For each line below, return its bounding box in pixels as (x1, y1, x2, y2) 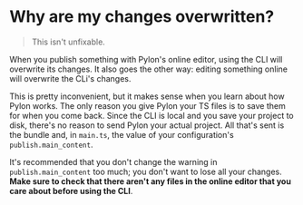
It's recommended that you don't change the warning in (9, 156, 218, 167)
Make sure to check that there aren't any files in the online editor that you (9, 175, 292, 187)
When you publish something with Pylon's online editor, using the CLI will (9, 54, 283, 64)
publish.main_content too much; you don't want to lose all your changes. (9, 166, 283, 177)
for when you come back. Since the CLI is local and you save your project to (9, 110, 295, 121)
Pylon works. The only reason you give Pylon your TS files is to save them (9, 100, 286, 111)
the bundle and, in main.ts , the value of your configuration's (9, 129, 234, 140)
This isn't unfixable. (31, 36, 106, 47)
